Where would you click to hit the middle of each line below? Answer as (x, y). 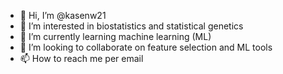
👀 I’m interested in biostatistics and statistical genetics (131, 26)
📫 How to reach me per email (81, 58)
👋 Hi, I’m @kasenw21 (63, 15)
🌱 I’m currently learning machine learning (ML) (115, 36)
